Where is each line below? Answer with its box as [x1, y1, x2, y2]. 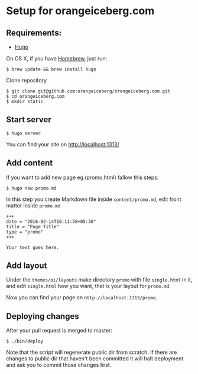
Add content [6, 158, 53, 168]
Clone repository [6, 77, 47, 84]
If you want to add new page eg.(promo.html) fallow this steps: [6, 174, 159, 181]
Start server [6, 114, 51, 125]
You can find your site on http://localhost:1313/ [6, 140, 119, 148]
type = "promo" [6, 229, 44, 235]
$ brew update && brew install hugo [6, 66, 96, 72]
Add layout [6, 261, 47, 271]
